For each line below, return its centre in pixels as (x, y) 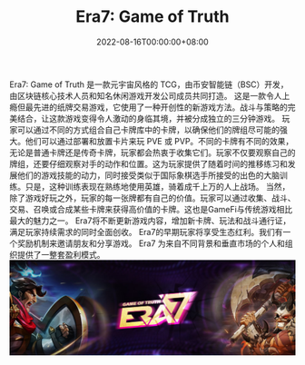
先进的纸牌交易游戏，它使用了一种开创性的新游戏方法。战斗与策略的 (160, 107)
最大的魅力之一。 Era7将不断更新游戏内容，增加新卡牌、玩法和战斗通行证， (150, 221)
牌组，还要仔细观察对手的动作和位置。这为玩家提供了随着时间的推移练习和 (148, 163)
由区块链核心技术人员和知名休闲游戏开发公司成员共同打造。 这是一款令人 (146, 95)
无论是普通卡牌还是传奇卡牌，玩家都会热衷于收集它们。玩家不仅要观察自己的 (152, 153)
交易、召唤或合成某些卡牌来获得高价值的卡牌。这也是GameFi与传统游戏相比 (151, 209)
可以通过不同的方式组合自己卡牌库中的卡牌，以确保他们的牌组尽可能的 (148, 130)
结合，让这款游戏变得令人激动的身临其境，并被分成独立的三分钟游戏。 (148, 118)
